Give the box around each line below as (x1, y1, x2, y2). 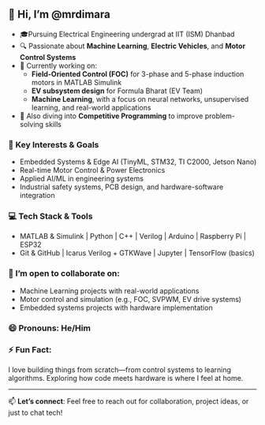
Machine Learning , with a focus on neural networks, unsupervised (31, 94, 249, 103)
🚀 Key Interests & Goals (8, 139, 99, 150)
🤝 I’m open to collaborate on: (8, 268, 120, 279)
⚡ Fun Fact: (8, 344, 52, 355)
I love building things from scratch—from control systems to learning (8, 364, 231, 375)
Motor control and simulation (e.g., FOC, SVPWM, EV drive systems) (19, 294, 242, 304)
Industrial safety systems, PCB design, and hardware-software (19, 182, 224, 192)
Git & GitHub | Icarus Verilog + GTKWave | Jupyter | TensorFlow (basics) (19, 248, 255, 258)
